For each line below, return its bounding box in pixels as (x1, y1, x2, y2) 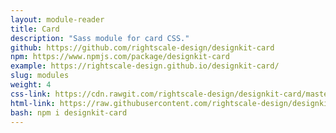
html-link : (10, 98, 56, 108)
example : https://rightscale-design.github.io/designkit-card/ (10, 61, 280, 71)
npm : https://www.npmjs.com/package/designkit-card (10, 52, 230, 62)
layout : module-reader (10, 14, 105, 25)
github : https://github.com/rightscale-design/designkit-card (10, 42, 275, 53)
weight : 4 (10, 80, 52, 90)
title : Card (10, 24, 60, 34)
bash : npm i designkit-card (10, 107, 128, 118)
